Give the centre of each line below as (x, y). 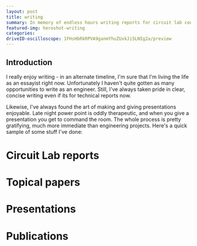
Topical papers (43, 182)
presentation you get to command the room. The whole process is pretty (94, 119)
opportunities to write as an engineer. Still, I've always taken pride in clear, (96, 89)
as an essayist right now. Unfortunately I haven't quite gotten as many (90, 83)
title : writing (25, 17)
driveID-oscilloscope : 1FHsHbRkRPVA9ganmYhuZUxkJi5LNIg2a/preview (89, 39)
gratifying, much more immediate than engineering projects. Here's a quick (97, 125)
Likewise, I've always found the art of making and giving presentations (91, 107)
